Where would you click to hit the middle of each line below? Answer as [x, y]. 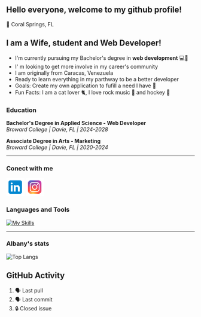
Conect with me [30, 168]
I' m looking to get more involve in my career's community [86, 66]
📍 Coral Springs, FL [30, 24]
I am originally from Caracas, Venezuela [64, 73]
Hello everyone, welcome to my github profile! [94, 10]
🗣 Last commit [33, 299]
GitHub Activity [36, 275]
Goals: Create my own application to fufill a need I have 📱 [86, 86]
